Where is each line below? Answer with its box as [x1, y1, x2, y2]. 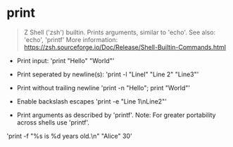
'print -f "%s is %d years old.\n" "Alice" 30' [6, 132, 132, 140]
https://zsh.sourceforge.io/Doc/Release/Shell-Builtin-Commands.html [23, 43, 227, 51]
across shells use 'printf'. [16, 118, 89, 127]
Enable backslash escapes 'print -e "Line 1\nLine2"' [16, 97, 167, 106]
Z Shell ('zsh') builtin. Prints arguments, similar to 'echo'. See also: [23, 28, 216, 36]
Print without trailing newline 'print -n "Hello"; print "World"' [16, 83, 191, 92]
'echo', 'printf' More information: [23, 35, 118, 43]
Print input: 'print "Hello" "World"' [16, 56, 115, 64]
